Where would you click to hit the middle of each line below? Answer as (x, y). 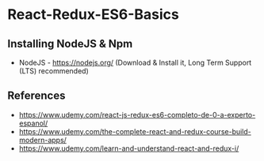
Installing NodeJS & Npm (70, 44)
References (36, 96)
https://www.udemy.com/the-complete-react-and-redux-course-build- (135, 131)
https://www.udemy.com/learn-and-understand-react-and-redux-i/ (129, 148)
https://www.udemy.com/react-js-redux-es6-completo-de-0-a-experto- (137, 114)
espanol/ (33, 123)
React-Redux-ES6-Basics (93, 15)
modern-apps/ (42, 140)
